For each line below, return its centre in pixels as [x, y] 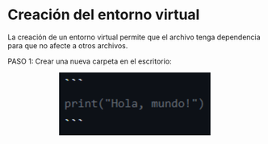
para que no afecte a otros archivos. [68, 45]
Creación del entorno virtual [104, 15]
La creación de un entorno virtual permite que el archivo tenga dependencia [134, 37]
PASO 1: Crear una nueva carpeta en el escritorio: [90, 61]
